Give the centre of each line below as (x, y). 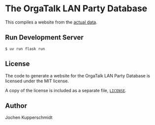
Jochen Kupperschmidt (29, 118)
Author (16, 106)
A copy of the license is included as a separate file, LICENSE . (66, 90)
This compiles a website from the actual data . (51, 22)
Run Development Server (44, 37)
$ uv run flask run (25, 49)
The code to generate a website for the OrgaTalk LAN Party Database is (77, 75)
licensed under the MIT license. (37, 81)
